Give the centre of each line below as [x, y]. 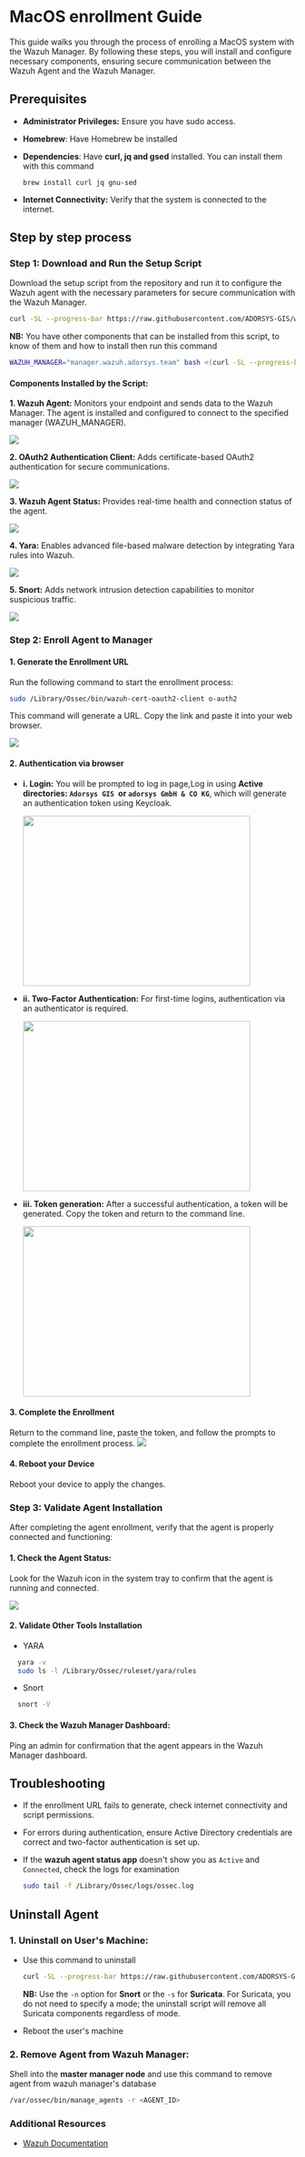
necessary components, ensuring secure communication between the [141, 61]
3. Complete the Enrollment [62, 1412]
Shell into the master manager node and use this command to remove [141, 2074]
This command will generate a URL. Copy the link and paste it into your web [151, 716]
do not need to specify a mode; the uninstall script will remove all [144, 2004]
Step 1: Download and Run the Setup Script [106, 263]
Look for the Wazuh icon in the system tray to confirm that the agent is [142, 1578]
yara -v [32, 1662]
